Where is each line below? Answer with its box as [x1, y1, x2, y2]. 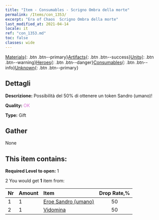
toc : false [5, 36, 28, 41]
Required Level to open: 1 [5, 168, 59, 174]
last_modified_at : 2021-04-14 [5, 21, 69, 27]
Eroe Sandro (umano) [43, 198, 94, 205]
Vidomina [43, 206, 66, 213]
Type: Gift [5, 112, 26, 118]
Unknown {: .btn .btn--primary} [15, 64, 79, 70]
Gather [5, 126, 28, 135]
